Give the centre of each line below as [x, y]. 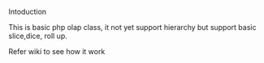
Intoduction [28, 12]
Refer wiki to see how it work [57, 51]
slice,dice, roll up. [38, 36]
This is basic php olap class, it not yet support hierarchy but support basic [132, 27]
